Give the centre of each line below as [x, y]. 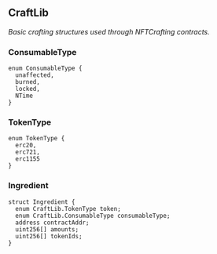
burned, [28, 82]
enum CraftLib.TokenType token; [68, 209]
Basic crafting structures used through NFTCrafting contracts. [109, 31]
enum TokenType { [37, 139]
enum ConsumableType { [45, 69]
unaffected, [35, 75]
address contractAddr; [52, 223]
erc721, [28, 152]
